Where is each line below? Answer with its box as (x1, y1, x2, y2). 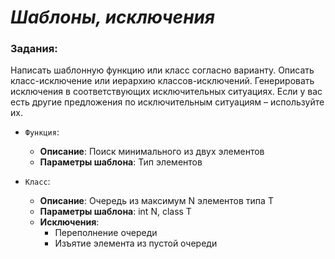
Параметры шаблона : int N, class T (39, 206, 192, 218)
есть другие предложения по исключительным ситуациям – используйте (10, 96, 325, 108)
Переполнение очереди (54, 227, 158, 239)
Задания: (10, 42, 58, 56)
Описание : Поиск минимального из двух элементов (39, 146, 265, 158)
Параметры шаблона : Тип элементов (39, 156, 203, 168)
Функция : (24, 126, 60, 138)
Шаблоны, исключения (10, 6, 215, 29)
